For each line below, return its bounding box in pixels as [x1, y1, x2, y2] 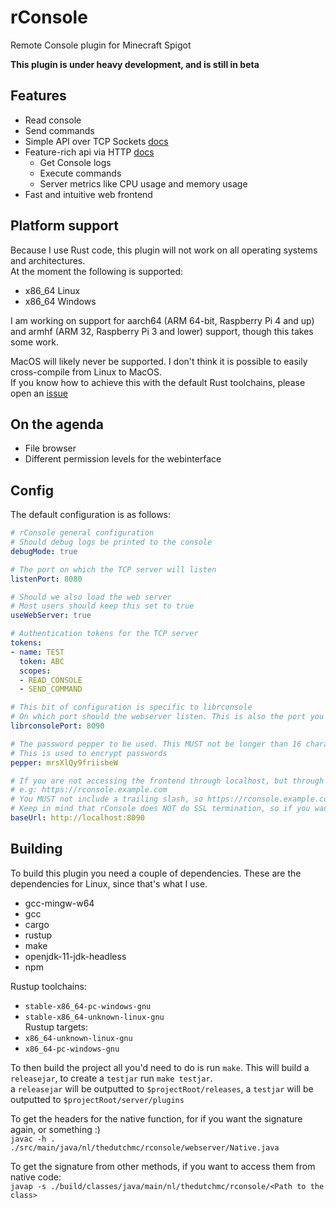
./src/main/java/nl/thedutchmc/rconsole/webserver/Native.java [10, 1142, 280, 1153]
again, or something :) [10, 1123, 101, 1135]
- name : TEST [10, 647, 65, 657]
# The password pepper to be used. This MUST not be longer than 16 [10, 739, 302, 749]
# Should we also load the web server [10, 592, 172, 602]
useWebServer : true [10, 611, 92, 621]
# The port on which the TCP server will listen [10, 564, 217, 575]
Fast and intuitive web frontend [24, 188, 153, 200]
